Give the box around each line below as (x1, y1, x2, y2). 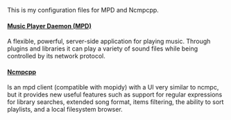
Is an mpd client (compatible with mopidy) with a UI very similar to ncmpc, (7, 83, 219, 92)
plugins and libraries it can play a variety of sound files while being (7, 44, 198, 53)
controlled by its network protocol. (7, 52, 105, 60)
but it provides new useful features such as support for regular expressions (7, 90, 223, 99)
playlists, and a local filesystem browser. (7, 105, 123, 114)
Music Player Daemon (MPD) (7, 22, 92, 30)
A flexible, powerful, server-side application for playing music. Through (7, 37, 211, 46)
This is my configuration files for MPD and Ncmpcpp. (7, 6, 160, 14)
